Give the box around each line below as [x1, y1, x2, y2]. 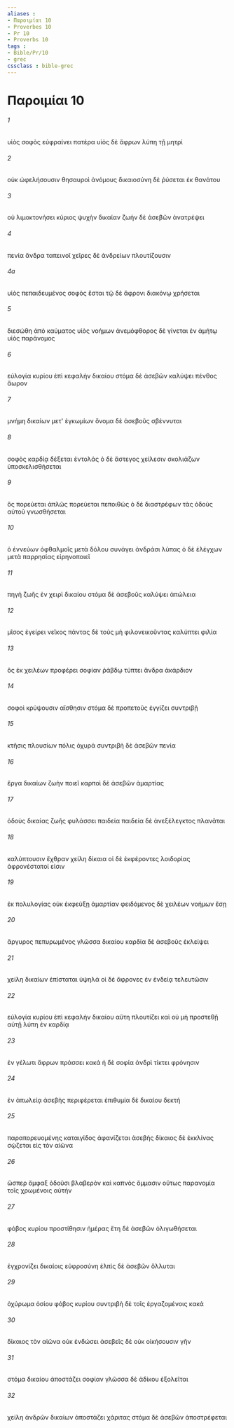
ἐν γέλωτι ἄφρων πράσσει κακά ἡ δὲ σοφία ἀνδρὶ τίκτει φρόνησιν [7, 1058, 200, 1066]
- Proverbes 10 [7, 23, 52, 30]
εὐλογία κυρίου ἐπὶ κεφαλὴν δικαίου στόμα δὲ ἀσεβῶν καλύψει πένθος [7, 372, 217, 380]
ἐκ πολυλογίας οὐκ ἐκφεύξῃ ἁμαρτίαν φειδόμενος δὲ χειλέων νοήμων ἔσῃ [7, 900, 227, 908]
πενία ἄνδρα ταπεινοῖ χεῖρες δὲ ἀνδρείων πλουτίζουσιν [7, 251, 172, 259]
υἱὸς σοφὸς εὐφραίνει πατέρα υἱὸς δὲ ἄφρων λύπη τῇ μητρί [7, 138, 184, 146]
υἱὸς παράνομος [7, 334, 55, 343]
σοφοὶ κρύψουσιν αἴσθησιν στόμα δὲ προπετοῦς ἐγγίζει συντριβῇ [7, 703, 198, 712]
